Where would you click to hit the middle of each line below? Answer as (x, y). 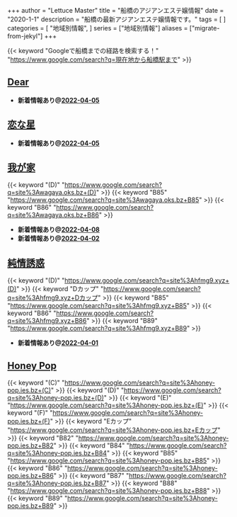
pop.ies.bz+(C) (29, 390)
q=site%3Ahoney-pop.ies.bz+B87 (57, 483)
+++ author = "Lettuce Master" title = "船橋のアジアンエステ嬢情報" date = (116, 10)
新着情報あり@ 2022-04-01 (58, 343)
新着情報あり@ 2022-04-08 (59, 229)
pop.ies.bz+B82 (31, 445)
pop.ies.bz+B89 (31, 506)
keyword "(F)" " (30, 413)
